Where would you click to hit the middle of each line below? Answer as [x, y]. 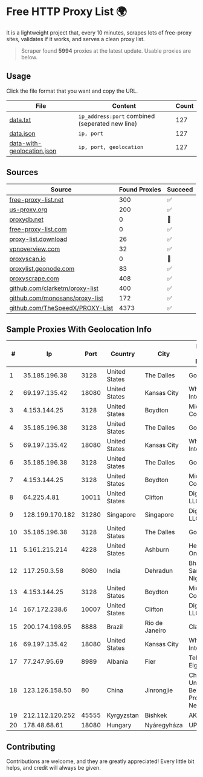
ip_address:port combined [117, 116]
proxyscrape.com [34, 278]
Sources [22, 172]
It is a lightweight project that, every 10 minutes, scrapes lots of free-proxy [99, 32]
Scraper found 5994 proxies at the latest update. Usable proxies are [106, 51]
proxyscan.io [28, 259]
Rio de [154, 623]
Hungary [119, 726]
